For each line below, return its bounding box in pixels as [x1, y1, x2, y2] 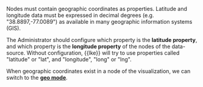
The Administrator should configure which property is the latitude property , [6, 37, 198, 43]
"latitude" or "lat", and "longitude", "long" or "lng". [6, 56, 132, 63]
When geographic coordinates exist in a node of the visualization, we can [6, 68, 191, 75]
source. [6, 49, 26, 57]
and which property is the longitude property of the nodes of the [6, 43, 171, 50]
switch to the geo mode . [6, 74, 68, 81]
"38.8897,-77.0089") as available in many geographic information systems [6, 18, 193, 25]
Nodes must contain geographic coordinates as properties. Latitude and [6, 5, 188, 12]
